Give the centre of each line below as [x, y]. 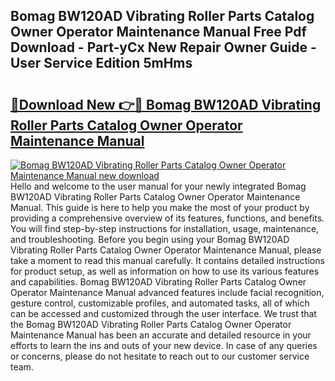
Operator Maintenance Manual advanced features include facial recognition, [167, 292]
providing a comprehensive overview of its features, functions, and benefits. [167, 218]
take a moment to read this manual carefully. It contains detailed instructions [167, 260]
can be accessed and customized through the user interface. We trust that [163, 313]
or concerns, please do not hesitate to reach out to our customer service [160, 356]
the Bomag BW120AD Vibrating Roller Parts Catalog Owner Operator [151, 324]
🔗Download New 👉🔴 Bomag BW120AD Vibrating [166, 104]
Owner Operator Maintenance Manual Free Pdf [158, 32]
